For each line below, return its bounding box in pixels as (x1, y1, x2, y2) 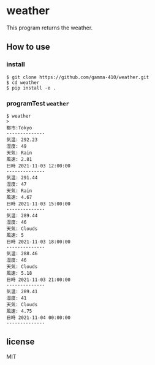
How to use (6, 42, 50, 52)
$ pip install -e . (6, 85, 56, 91)
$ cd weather (6, 79, 40, 86)
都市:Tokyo (6, 125, 32, 131)
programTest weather (6, 99, 69, 107)
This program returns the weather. (6, 24, 93, 31)
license (6, 337, 35, 347)
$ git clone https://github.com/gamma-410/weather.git (6, 74, 149, 80)
